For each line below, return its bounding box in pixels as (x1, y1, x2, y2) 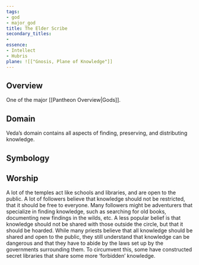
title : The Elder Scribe (6, 25, 68, 32)
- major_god (6, 20, 36, 26)
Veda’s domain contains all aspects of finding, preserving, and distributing (6, 129, 188, 137)
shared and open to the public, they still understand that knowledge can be (6, 233, 190, 241)
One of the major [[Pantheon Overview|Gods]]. (6, 96, 121, 104)
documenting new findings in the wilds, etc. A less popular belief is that (6, 214, 181, 222)
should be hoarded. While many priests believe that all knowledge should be (6, 227, 193, 234)
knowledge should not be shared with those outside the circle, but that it (6, 221, 184, 228)
